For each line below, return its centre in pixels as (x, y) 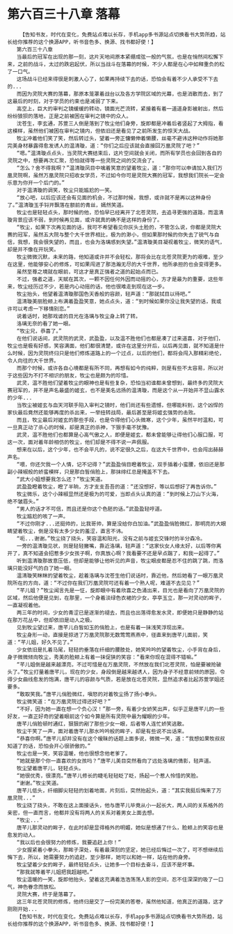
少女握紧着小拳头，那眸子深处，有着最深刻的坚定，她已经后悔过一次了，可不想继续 (118, 850)
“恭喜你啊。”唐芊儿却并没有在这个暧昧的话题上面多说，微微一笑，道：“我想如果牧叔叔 (121, 739)
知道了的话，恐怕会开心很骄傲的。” (49, 746)
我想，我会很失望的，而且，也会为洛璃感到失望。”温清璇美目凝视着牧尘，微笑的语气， (121, 242)
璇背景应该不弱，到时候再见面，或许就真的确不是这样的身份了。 (85, 220)
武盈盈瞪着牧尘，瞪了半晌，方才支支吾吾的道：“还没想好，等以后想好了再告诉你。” (116, 487)
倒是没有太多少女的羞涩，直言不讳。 (82, 531)
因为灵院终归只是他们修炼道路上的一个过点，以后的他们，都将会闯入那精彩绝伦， (126, 353)
